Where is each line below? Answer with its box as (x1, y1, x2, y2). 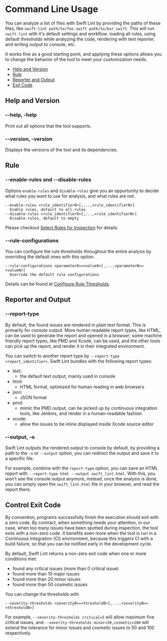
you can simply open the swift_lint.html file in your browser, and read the (5, 481, 160, 487)
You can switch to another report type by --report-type (5, 353, 120, 359)
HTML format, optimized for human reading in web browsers (19, 384, 145, 390)
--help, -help (5, 112, 37, 119)
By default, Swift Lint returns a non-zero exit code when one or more (5, 550, 147, 556)
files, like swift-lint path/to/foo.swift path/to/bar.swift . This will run (5, 25, 155, 31)
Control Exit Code (5, 501, 61, 509)
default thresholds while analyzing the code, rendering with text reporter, (5, 36, 156, 42)
